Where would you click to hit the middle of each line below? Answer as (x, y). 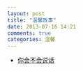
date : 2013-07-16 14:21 (42, 26)
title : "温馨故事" (32, 20)
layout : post (26, 14)
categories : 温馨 (31, 40)
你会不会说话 (36, 61)
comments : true (29, 33)
